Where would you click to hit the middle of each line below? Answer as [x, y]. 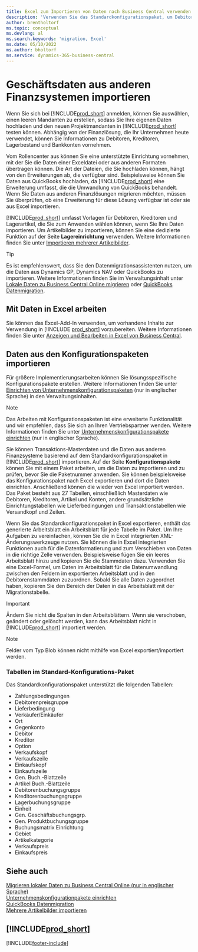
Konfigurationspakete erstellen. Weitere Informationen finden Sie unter [92, 384]
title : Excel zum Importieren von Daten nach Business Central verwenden [99, 11]
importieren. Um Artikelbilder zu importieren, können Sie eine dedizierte [93, 230]
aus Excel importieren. [33, 206]
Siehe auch [27, 871]
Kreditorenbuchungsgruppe [48, 796]
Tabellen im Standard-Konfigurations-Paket [70, 672]
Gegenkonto [30, 728]
